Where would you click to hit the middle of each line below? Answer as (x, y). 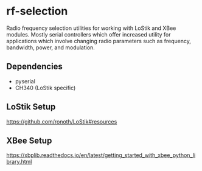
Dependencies (34, 67)
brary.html (19, 162)
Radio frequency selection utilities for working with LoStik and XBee (91, 28)
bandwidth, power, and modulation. (51, 47)
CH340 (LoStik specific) (45, 88)
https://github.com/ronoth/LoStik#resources (62, 121)
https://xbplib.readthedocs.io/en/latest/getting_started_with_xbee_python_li (101, 155)
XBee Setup (29, 140)
